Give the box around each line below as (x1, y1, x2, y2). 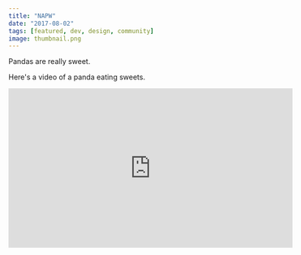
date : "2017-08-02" (8, 19, 75, 28)
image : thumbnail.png (8, 34, 82, 43)
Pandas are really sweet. (8, 57, 91, 66)
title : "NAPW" (8, 11, 57, 20)
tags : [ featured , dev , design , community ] (8, 27, 154, 35)
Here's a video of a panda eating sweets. (8, 72, 146, 82)
